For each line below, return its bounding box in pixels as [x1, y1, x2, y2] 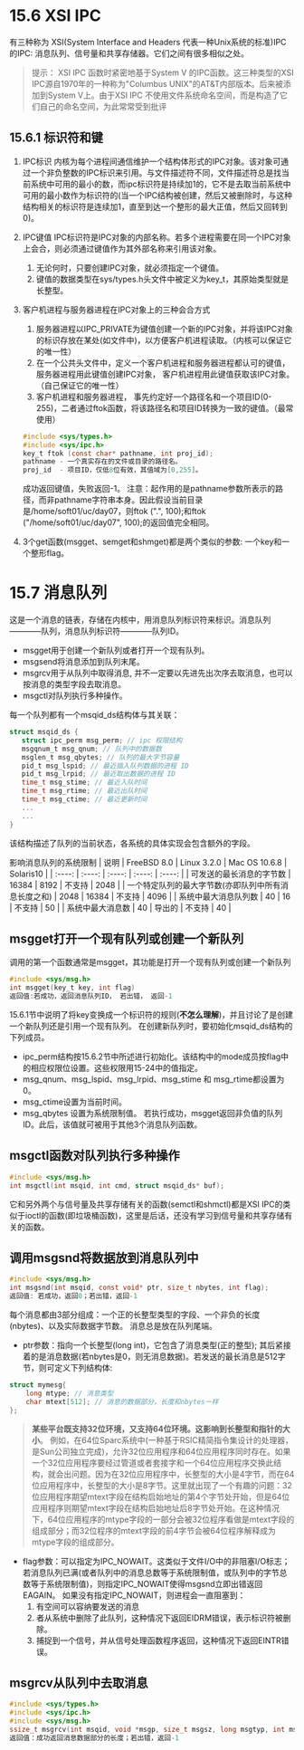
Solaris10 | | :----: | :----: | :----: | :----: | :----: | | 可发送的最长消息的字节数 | [9, 868, 291, 879]
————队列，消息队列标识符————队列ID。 [9, 626, 184, 636]
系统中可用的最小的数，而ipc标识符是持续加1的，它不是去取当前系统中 [30, 178, 291, 189]
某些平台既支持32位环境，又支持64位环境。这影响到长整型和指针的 [31, 1423, 283, 1434]
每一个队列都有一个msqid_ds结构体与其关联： [9, 710, 180, 721]
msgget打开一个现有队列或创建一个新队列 [9, 931, 244, 946]
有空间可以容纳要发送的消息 [35, 1601, 140, 1611]
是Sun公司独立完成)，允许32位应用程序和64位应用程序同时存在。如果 [31, 1446, 291, 1457]
